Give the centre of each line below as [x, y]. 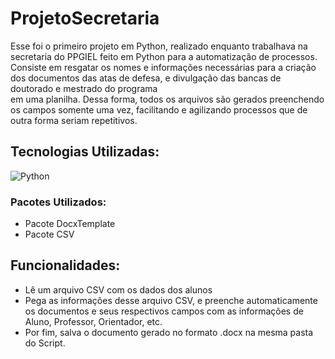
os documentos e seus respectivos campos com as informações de [164, 311]
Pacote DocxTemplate [70, 224]
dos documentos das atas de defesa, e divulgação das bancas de [146, 78]
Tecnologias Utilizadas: [85, 152]
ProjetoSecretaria [85, 18]
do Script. [45, 343]
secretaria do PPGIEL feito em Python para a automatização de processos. [164, 56]
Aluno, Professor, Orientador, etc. [93, 321]
